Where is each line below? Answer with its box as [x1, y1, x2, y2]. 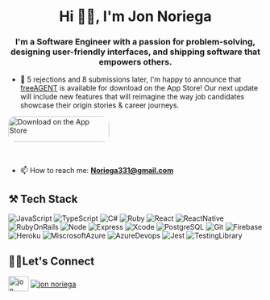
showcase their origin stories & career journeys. [19, 100, 180, 110]
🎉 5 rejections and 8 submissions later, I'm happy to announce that [19, 74, 242, 84]
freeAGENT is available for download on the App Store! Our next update [19, 83, 259, 93]
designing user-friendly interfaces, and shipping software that [10, 46, 260, 57]
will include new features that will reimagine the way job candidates [19, 92, 244, 102]
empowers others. [98, 57, 172, 68]
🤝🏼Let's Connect [8, 254, 95, 268]
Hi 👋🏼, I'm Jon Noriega [59, 7, 212, 26]
